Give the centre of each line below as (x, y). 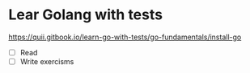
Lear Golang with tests (86, 15)
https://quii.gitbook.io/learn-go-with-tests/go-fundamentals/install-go (125, 37)
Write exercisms (47, 61)
